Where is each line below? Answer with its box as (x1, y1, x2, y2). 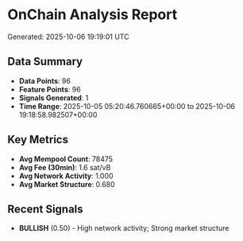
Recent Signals (7, 202, 84, 216)
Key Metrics (7, 133, 69, 146)
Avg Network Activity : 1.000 (18, 171, 114, 181)
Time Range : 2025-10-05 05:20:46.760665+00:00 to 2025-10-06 (18, 101, 236, 111)
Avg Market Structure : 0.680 (18, 179, 116, 189)
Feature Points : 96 (18, 84, 81, 94)
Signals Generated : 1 (18, 93, 89, 103)
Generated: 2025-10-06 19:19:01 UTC (7, 32, 129, 41)
